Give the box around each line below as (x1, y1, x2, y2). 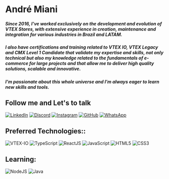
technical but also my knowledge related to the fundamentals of (5, 55, 143, 61)
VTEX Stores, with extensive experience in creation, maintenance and (5, 26, 156, 32)
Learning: (5, 155, 36, 163)
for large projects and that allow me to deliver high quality (29, 60, 154, 66)
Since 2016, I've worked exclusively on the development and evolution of (5, 20, 162, 26)
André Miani (5, 4, 58, 15)
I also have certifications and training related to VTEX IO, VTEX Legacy (5, 44, 158, 50)
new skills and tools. (5, 84, 50, 90)
